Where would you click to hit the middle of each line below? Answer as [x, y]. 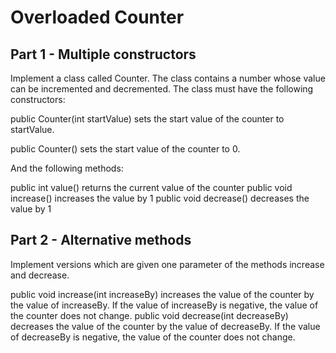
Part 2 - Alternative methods [101, 240]
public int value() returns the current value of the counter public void [151, 187]
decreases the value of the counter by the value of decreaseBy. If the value [165, 326]
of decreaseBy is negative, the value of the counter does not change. [153, 337]
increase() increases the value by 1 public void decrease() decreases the [160, 198]
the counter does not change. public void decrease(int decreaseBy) [149, 315]
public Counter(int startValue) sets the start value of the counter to [147, 119]
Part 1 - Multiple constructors [103, 54]
